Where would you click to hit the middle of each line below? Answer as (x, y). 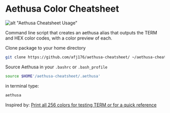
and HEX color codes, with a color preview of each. (59, 38)
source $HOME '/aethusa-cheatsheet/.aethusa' (53, 76)
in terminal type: (22, 86)
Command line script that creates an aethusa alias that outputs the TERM (81, 32)
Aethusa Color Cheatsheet (62, 9)
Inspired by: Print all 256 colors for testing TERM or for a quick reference (81, 105)
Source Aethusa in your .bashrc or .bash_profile (56, 67)
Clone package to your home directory (46, 48)
